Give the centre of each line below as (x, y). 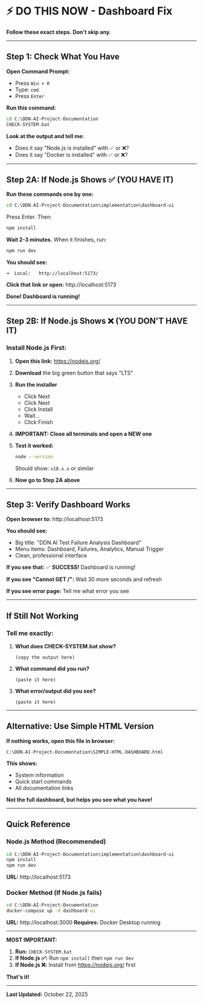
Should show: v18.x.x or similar (54, 468)
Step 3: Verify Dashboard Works (69, 504)
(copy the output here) (45, 657)
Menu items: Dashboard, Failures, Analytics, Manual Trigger (89, 549)
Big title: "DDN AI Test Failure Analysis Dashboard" (78, 543)
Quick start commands (43, 781)
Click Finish (38, 422)
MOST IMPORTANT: (32, 940)
